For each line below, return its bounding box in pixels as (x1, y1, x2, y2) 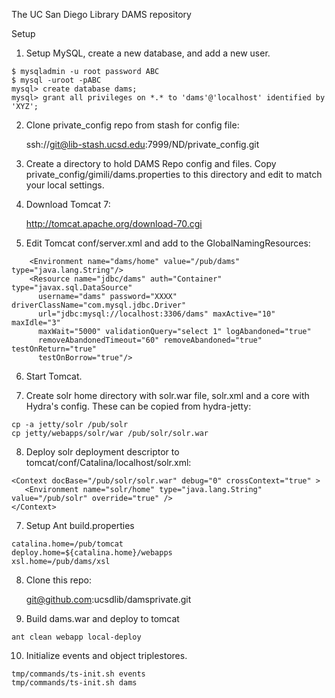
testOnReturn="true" (11, 344, 98, 354)
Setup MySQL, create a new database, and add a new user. (25, 47, 271, 59)
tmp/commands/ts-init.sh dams (11, 678, 138, 688)
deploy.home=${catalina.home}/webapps (11, 548, 173, 558)
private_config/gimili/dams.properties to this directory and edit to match (25, 169, 323, 180)
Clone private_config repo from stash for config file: (25, 119, 240, 131)
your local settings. (25, 179, 105, 191)
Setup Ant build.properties (25, 520, 135, 531)
